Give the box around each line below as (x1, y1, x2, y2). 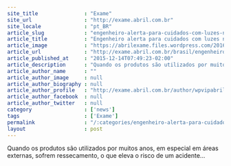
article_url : (7, 49, 88, 56)
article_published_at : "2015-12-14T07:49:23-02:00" (7, 55, 174, 62)
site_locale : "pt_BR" (7, 23, 112, 30)
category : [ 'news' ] (7, 106, 115, 113)
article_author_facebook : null (7, 94, 103, 101)
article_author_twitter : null (7, 100, 103, 107)
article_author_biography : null (7, 81, 103, 87)
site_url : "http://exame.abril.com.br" (7, 17, 174, 23)
